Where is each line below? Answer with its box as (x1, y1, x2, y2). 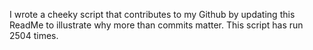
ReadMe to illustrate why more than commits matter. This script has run (9, 19, 304, 31)
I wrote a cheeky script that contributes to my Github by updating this (9, 9, 296, 20)
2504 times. (9, 30, 59, 41)
